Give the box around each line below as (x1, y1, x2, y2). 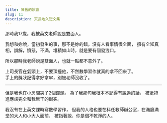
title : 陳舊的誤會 (5, 7, 40, 12)
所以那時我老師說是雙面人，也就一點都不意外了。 (5, 58, 105, 64)
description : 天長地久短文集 (5, 16, 61, 21)
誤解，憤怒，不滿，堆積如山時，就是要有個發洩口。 (13, 48, 118, 54)
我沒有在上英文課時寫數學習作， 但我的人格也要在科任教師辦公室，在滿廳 (5, 107, 155, 113)
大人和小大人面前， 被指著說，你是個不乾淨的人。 (13, 113, 115, 119)
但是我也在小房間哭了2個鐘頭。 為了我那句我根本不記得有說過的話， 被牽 (5, 90, 154, 96)
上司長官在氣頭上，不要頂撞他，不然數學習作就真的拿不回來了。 (5, 68, 136, 74)
